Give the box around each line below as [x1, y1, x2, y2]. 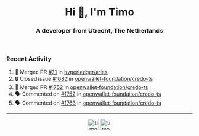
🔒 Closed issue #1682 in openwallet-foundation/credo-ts [14, 75, 153, 82]
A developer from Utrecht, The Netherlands [36, 27, 163, 35]
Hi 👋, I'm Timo [65, 5, 134, 19]
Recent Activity [6, 55, 52, 63]
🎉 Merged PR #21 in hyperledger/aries [14, 68, 108, 75]
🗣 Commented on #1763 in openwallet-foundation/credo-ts [14, 99, 161, 106]
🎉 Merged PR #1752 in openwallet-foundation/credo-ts [14, 83, 149, 91]
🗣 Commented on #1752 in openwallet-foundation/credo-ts [14, 90, 161, 97]
